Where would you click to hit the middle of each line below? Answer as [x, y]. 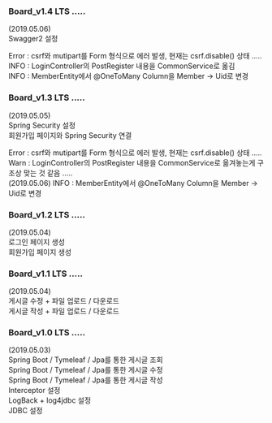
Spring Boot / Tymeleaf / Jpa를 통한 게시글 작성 [86, 380]
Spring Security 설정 [42, 125]
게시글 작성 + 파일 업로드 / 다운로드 [64, 311]
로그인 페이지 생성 [37, 242]
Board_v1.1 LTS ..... [46, 274]
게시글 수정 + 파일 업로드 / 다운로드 [64, 301]
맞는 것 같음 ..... [48, 173]
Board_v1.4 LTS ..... [47, 11]
